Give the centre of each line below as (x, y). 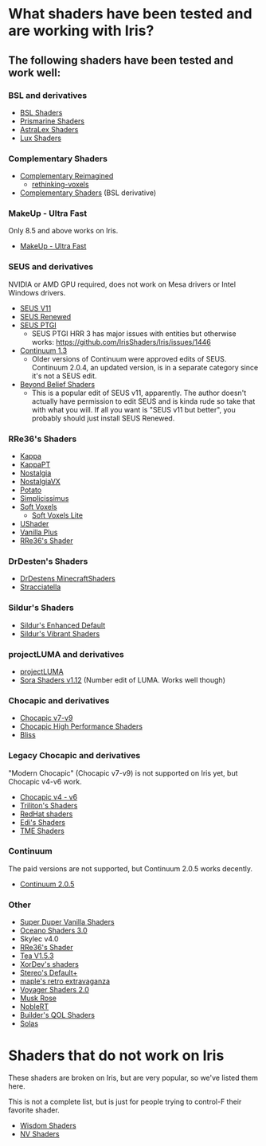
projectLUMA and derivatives (66, 654)
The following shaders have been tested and (121, 60)
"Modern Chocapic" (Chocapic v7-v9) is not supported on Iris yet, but (123, 772)
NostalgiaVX (40, 482)
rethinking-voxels (60, 185)
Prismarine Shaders (52, 121)
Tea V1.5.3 (37, 956)
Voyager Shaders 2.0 (54, 990)
